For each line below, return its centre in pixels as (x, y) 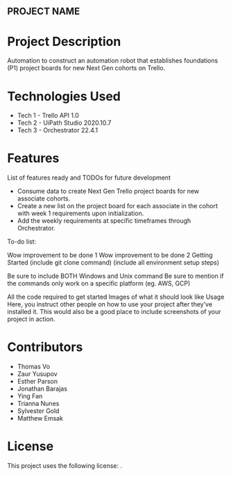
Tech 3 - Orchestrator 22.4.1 (58, 130)
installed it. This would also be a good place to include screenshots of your (114, 312)
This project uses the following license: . (65, 466)
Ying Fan (30, 396)
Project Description (64, 41)
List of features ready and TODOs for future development (89, 178)
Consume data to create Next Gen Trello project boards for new (108, 191)
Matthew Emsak (40, 419)
